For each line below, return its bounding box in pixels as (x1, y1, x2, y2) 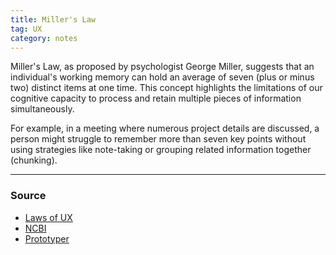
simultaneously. (10, 103, 75, 115)
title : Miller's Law (10, 14, 97, 25)
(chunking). (10, 154, 58, 166)
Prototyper (24, 232, 70, 245)
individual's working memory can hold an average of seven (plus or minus (10, 71, 315, 83)
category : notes (10, 33, 78, 43)
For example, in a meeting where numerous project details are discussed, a (10, 122, 320, 135)
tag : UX (10, 24, 43, 34)
